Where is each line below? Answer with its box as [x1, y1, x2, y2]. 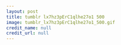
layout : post [6, 8, 39, 15]
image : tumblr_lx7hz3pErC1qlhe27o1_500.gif [6, 19, 116, 25]
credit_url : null [6, 30, 49, 36]
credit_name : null [6, 25, 52, 31]
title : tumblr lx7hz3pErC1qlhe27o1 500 [6, 14, 105, 20]
